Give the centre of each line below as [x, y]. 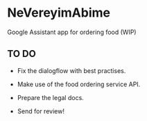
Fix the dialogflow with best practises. [71, 70]
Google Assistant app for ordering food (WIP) [72, 32]
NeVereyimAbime [59, 13]
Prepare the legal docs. [51, 97]
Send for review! [41, 111]
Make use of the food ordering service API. [79, 84]
